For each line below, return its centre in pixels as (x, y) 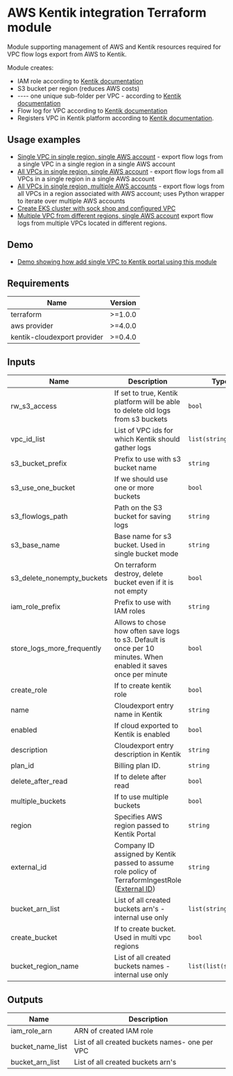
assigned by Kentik (145, 854)
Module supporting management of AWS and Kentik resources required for (114, 47)
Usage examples (44, 140)
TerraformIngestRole (148, 880)
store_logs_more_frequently (56, 649)
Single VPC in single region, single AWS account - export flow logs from (120, 156)
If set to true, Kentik (146, 393)
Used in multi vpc (143, 938)
